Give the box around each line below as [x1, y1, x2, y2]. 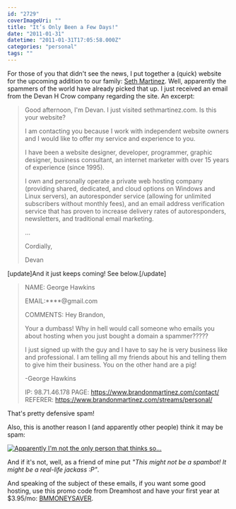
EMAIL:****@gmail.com [24, 297, 98, 305]
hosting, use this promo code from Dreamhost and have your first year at [7, 486, 220, 495]
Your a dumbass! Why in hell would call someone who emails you [24, 324, 215, 333]
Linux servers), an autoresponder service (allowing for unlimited [24, 192, 212, 200]
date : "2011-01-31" [7, 30, 65, 38]
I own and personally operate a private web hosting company [24, 176, 203, 185]
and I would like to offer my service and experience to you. [24, 134, 196, 142]
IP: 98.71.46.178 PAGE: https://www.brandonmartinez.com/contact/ [24, 387, 220, 396]
